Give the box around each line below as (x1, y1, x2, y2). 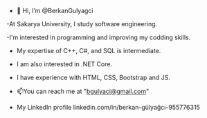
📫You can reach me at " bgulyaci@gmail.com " (16, 87, 150, 95)
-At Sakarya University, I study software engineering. (6, 20, 158, 28)
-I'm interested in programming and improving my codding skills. (6, 33, 191, 41)
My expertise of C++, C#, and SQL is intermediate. (16, 47, 161, 55)
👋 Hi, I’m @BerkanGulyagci (16, 7, 93, 14)
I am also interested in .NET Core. (16, 60, 112, 68)
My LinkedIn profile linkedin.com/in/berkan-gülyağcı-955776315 (16, 104, 200, 111)
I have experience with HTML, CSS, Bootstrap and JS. (16, 73, 171, 81)
